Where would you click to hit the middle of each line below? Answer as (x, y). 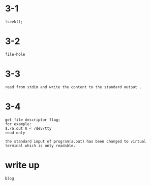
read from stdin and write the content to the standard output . (73, 87)
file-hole (15, 54)
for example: (18, 124)
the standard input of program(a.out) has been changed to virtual (76, 141)
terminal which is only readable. (41, 146)
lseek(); (14, 22)
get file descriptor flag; (33, 120)
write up (22, 165)
